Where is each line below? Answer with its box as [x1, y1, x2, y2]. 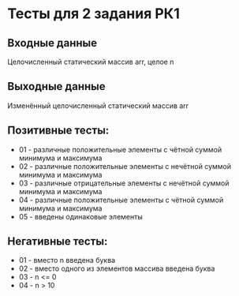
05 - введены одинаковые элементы [18, 212, 143, 221]
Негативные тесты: [7, 234, 108, 249]
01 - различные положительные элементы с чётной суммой [18, 144, 222, 154]
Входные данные [7, 36, 98, 50]
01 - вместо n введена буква [18, 256, 116, 265]
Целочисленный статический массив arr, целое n [7, 57, 174, 66]
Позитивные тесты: [7, 124, 110, 137]
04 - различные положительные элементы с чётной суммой [18, 195, 224, 204]
